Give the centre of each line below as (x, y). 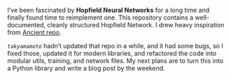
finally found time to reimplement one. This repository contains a (100, 17)
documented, (27, 25)
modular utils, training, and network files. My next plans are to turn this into (115, 61)
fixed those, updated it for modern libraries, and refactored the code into (112, 53)
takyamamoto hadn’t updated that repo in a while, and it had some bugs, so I (115, 46)
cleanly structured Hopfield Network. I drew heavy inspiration (136, 25)
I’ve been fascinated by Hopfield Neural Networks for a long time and (108, 10)
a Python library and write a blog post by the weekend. (86, 68)
